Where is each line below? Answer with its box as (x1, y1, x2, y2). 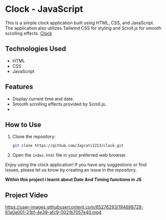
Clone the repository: (12, 133, 56, 139)
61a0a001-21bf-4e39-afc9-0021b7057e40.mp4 (5, 209, 102, 216)
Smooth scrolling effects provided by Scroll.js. (12, 101, 107, 107)
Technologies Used (5, 44, 66, 53)
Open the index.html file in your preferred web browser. (12, 152, 127, 158)
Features (5, 83, 33, 91)
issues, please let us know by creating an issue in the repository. (5, 167, 137, 173)
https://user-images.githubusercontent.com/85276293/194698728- (5, 204, 144, 210)
